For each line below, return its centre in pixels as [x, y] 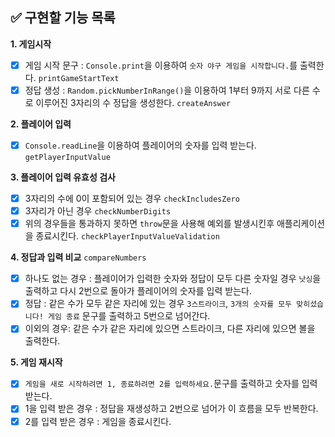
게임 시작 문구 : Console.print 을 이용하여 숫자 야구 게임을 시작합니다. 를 [161, 65]
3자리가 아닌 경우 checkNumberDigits [98, 211]
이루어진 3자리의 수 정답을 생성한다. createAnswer [133, 102]
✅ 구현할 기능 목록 [63, 18]
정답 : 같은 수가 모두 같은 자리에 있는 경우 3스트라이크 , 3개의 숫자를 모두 [158, 304]
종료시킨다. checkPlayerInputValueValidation [127, 236]
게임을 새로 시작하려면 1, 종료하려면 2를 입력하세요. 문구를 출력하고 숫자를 [162, 384]
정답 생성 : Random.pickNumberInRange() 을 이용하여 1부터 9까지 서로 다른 [167, 90]
